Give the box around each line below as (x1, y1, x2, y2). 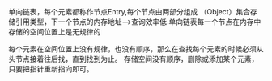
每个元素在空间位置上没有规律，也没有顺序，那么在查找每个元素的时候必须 (8, 44, 257, 54)
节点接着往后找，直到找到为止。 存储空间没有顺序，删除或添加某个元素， (15, 55, 259, 63)
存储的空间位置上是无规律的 (8, 27, 101, 36)
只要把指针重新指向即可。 (8, 64, 94, 74)
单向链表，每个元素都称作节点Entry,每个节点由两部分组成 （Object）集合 (8, 7, 251, 16)
